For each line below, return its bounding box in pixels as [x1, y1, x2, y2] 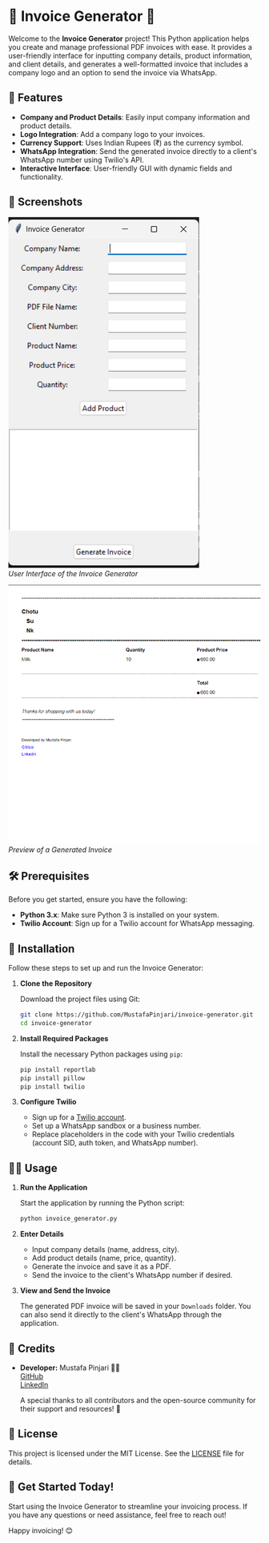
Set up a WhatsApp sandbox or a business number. [31, 1121, 202, 1131]
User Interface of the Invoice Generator [8, 568, 139, 578]
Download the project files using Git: [19, 994, 140, 1004]
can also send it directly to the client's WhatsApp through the [19, 1310, 223, 1319]
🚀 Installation [8, 942, 75, 955]
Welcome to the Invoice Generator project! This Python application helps [8, 34, 250, 43]
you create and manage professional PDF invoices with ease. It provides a [8, 42, 252, 51]
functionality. [19, 172, 63, 181]
